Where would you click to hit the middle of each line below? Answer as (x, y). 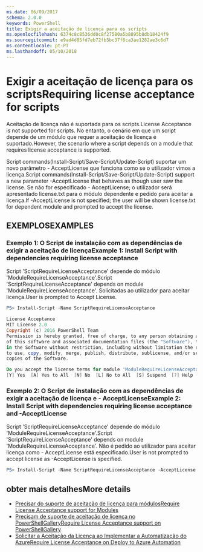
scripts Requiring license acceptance (101, 94)
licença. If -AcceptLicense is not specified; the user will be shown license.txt (101, 200)
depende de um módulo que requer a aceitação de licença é (82, 136)
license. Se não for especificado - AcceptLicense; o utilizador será (89, 187)
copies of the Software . (37, 358)
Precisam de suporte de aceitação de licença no (75, 516)
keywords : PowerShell (34, 23)
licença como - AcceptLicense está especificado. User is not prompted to (97, 453)
